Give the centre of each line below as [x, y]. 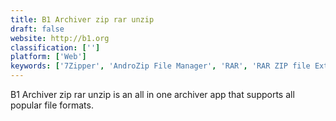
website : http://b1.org [60, 38]
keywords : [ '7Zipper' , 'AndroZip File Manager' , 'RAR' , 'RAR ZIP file [160, 66]
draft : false [37, 29]
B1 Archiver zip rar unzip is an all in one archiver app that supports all [152, 94]
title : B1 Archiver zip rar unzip [82, 19]
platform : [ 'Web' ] [48, 57]
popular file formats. [52, 105]
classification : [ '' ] [55, 47]
